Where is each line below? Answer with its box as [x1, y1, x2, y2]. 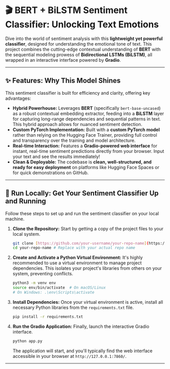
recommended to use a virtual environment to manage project [12, 260, 142, 266]
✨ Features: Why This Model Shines [5, 76, 121, 85]
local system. [12, 231, 40, 237]
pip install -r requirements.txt [12, 314, 83, 319]
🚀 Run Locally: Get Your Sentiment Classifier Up [5, 189, 159, 198]
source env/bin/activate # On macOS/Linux [12, 285, 106, 291]
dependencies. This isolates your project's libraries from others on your [12, 265, 162, 271]
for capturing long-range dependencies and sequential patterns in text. [12, 115, 161, 122]
